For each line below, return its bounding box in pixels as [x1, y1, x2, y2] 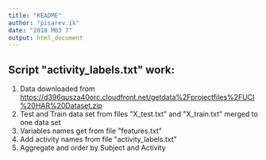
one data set [19, 118, 61, 128]
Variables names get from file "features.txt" [19, 126, 163, 135]
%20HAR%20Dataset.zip [19, 101, 103, 111]
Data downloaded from [19, 84, 95, 93]
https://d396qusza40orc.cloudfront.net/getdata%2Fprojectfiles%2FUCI [19, 93, 255, 102]
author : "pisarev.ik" [8, 19, 80, 27]
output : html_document [8, 33, 83, 42]
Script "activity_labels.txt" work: [8, 63, 175, 76]
